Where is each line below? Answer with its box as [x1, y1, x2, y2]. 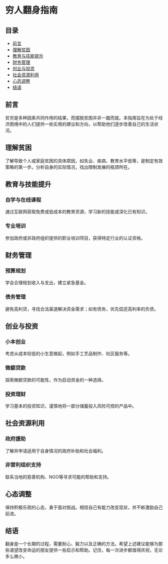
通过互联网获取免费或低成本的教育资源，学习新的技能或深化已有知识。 [5, 209, 150, 215]
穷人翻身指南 [5, 5, 58, 16]
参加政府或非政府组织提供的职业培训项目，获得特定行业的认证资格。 [5, 235, 145, 241]
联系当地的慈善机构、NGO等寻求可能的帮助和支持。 [5, 474, 111, 480]
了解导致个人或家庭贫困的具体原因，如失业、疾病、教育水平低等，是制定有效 [5, 158, 163, 164]
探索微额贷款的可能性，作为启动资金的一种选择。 [5, 377, 106, 383]
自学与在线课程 [5, 196, 41, 203]
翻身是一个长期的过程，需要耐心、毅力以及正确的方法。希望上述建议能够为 [5, 541, 158, 547]
